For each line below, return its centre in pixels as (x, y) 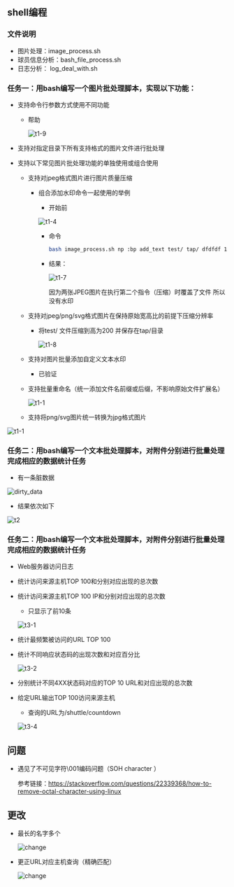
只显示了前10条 (50, 611)
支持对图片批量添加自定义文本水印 (77, 358)
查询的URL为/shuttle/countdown (74, 713)
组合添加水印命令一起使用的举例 (84, 193)
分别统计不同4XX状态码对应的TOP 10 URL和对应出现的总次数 (105, 683)
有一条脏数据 (36, 477)
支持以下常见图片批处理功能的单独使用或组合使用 (88, 162)
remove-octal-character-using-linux (69, 791)
